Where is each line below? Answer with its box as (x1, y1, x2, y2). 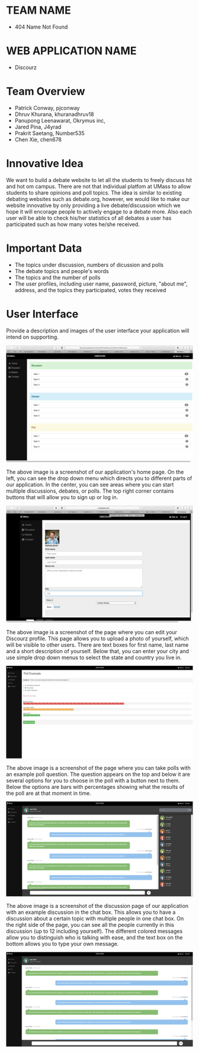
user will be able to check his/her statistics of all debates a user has (6, 214, 172, 221)
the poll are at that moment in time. (6, 789, 92, 797)
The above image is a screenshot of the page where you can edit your (6, 628, 178, 635)
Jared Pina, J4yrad (14, 123, 62, 130)
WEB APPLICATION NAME (6, 44, 137, 58)
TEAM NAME (6, 4, 71, 17)
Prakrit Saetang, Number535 (14, 129, 85, 137)
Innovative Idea (6, 157, 84, 170)
